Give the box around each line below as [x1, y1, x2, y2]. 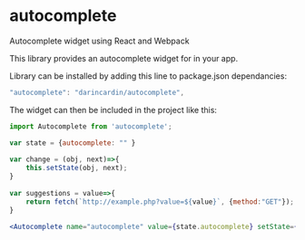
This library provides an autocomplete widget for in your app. [9, 53, 239, 63]
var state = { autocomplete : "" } [9, 138, 136, 148]
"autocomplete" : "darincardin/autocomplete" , [9, 88, 184, 97]
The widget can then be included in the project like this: [9, 104, 218, 115]
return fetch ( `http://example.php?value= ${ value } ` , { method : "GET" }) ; [25, 197, 295, 206]
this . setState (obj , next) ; [25, 164, 128, 173]
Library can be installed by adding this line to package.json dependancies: [9, 70, 288, 82]
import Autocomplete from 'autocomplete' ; [9, 121, 172, 131]
